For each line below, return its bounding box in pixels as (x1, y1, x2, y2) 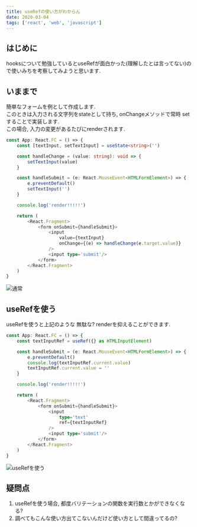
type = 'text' (59, 414, 89, 420)
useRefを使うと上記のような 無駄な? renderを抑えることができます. (6, 321, 171, 328)
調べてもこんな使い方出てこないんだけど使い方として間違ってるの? (14, 515, 177, 522)
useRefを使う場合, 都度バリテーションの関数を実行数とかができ (14, 500, 170, 507)
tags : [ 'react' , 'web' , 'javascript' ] (6, 20, 102, 25)
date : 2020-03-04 (6, 14, 49, 20)
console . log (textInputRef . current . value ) (27, 359, 131, 366)
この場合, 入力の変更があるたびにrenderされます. (6, 126, 125, 132)
